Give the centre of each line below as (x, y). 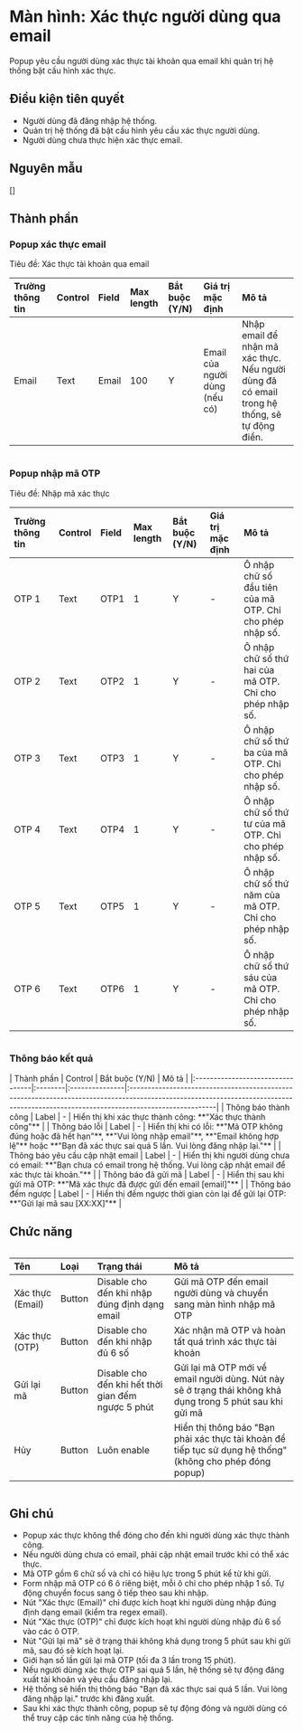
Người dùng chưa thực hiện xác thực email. (102, 140)
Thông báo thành (258, 1107)
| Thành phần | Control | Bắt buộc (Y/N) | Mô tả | (99, 1078)
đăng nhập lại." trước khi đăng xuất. (88, 1699)
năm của (262, 894)
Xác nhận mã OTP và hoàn (230, 1330)
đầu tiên (261, 587)
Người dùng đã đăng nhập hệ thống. (90, 120)
